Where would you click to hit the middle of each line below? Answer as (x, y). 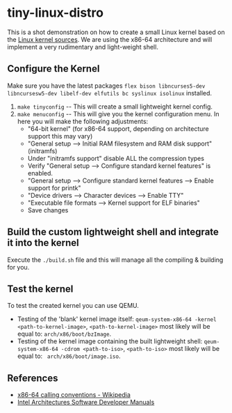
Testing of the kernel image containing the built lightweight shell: (110, 341)
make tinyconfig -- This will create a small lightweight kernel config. (115, 107)
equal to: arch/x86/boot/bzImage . (64, 334)
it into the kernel (43, 243)
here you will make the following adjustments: (83, 121)
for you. (18, 267)
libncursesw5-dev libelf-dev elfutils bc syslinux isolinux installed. (110, 93)
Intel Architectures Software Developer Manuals (86, 403)
